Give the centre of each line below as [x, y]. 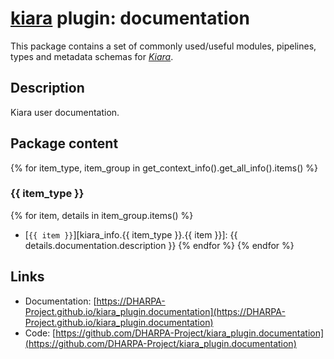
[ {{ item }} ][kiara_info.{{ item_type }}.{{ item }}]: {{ [131, 234]
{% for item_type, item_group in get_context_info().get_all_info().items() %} [164, 168]
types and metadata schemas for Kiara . [92, 56]
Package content [64, 143]
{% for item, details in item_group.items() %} [102, 215]
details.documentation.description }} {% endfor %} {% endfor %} [159, 245]
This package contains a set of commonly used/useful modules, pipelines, [163, 46]
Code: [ [40, 333]
